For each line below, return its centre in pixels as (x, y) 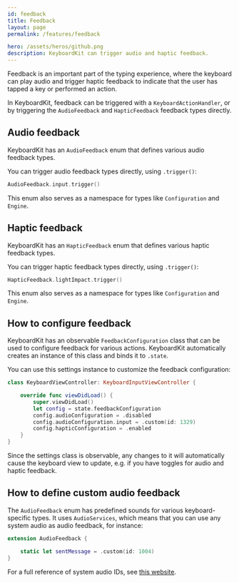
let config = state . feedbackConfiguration (97, 409)
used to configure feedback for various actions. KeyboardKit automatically (117, 348)
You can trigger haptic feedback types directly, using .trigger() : (103, 267)
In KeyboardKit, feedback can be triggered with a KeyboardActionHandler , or (119, 103)
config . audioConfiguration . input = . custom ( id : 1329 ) (115, 422)
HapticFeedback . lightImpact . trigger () (65, 280)
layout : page (27, 27)
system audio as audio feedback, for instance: (75, 525)
